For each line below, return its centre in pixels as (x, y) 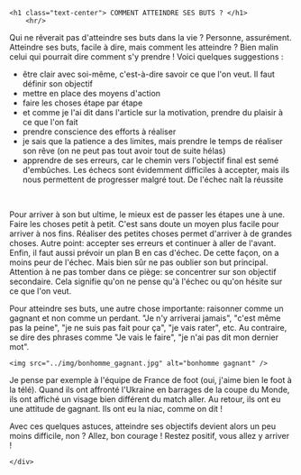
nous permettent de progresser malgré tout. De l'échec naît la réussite (153, 179)
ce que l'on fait (50, 122)
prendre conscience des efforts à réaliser (99, 132)
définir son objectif (57, 84)
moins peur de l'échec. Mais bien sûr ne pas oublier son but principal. (139, 262)
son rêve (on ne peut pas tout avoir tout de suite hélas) (124, 151)
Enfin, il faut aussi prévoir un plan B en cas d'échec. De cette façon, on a (144, 253)
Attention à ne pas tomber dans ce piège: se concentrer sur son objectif (143, 272)
